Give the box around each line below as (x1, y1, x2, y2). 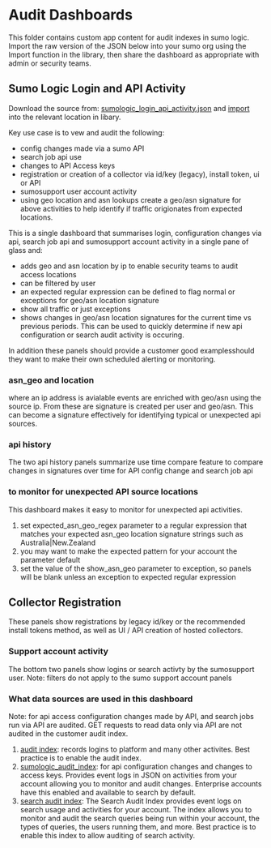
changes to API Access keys (19, 161, 116, 170)
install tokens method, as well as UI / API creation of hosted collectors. (8, 626, 243, 636)
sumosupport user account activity (19, 186, 138, 196)
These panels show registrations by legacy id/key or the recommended (8, 617, 246, 627)
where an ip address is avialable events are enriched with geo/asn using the (8, 393, 261, 403)
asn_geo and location (8, 375, 95, 386)
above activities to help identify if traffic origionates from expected (19, 203, 243, 213)
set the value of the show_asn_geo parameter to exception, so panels (19, 563, 252, 573)
